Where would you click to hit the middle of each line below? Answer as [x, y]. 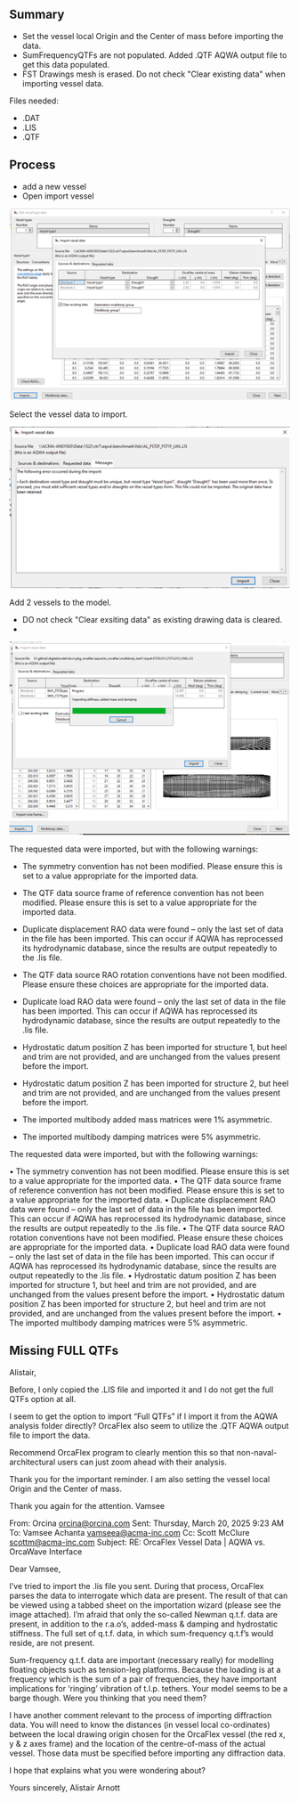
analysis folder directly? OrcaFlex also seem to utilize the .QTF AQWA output [149, 1425]
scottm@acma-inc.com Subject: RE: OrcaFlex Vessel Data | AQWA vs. [137, 1542]
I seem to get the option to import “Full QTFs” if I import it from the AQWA [144, 1416]
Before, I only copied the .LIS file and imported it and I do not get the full [141, 1390]
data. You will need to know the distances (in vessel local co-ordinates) [140, 1725]
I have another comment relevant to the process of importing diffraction [141, 1715]
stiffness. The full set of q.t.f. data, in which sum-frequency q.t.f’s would [141, 1633]
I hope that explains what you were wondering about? [108, 1770]
